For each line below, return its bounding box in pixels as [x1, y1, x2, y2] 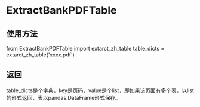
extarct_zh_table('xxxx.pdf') [6, 51, 75, 58]
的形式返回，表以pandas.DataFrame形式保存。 [6, 94, 121, 101]
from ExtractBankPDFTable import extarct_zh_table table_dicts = [6, 45, 165, 52]
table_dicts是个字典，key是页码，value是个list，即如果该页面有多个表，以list [6, 87, 194, 94]
